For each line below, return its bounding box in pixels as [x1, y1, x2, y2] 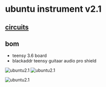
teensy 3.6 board [12, 53, 47, 58]
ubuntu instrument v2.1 [5, 3, 102, 15]
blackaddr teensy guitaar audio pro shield [12, 58, 97, 64]
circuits [5, 23, 29, 31]
